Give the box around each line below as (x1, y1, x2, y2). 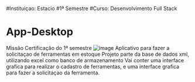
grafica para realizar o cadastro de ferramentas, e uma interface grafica (6, 63, 180, 70)
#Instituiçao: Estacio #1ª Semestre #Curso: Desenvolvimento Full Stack (6, 5, 177, 12)
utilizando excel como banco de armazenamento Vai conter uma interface (6, 56, 184, 63)
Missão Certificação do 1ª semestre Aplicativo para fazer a (6, 44, 170, 51)
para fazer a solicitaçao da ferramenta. (6, 69, 100, 76)
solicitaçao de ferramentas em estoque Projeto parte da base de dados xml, (6, 51, 189, 58)
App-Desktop (6, 26, 73, 38)
